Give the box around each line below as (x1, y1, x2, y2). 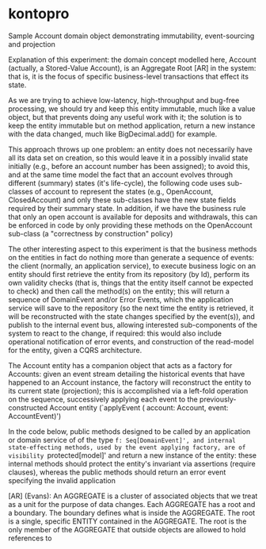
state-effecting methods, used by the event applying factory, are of (8, 443, 246, 451)
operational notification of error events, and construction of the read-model (8, 336, 255, 346)
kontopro (8, 5, 70, 23)
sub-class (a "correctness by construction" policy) (8, 228, 173, 238)
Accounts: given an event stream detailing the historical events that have (8, 369, 245, 378)
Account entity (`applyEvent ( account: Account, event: (49, 402, 229, 413)
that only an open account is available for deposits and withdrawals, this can (8, 212, 258, 221)
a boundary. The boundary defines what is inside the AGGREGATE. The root (8, 508, 256, 517)
